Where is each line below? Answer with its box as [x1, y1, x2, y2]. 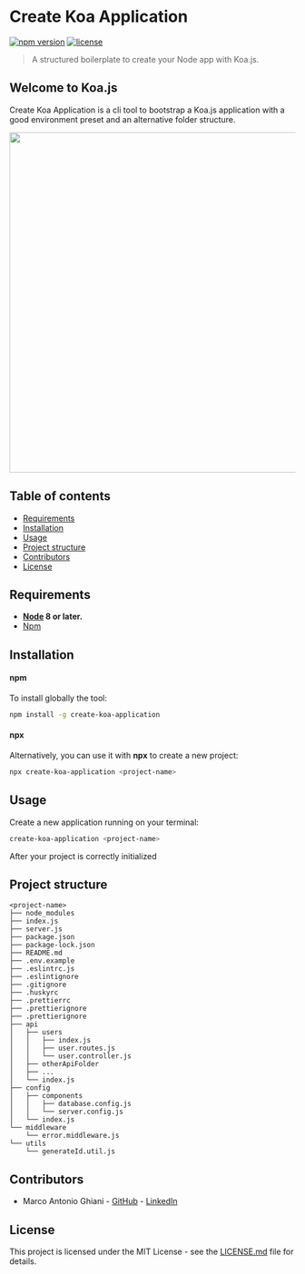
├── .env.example [9, 956, 75, 965]
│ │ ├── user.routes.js [9, 1044, 116, 1053]
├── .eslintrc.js [9, 965, 75, 974]
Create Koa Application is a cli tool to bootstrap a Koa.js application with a [9, 104, 285, 115]
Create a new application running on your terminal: [9, 817, 200, 828]
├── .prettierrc [9, 996, 71, 1005]
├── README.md [9, 948, 64, 958]
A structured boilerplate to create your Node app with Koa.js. [31, 54, 260, 64]
